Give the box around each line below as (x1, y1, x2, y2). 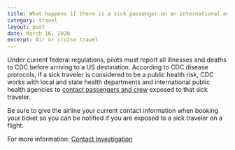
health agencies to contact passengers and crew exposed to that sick (7, 86, 208, 94)
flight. (7, 121, 24, 130)
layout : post (7, 23, 45, 30)
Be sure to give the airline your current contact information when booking (7, 107, 219, 115)
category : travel (7, 17, 58, 24)
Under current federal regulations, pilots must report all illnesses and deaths (7, 55, 227, 64)
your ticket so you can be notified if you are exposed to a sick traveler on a (7, 114, 222, 123)
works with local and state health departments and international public (7, 78, 211, 86)
